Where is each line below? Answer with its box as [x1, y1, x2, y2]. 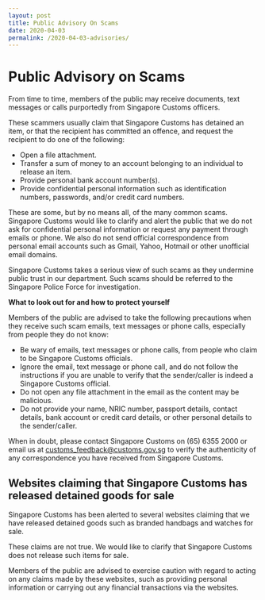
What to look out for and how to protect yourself [8, 298, 171, 307]
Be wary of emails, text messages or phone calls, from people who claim [19, 345, 258, 355]
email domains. [8, 250, 58, 260]
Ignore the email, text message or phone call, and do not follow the [19, 362, 239, 371]
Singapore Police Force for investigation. [8, 283, 141, 292]
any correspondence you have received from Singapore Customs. [8, 453, 224, 463]
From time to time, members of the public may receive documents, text [8, 94, 240, 104]
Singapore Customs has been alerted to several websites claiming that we [8, 510, 250, 519]
